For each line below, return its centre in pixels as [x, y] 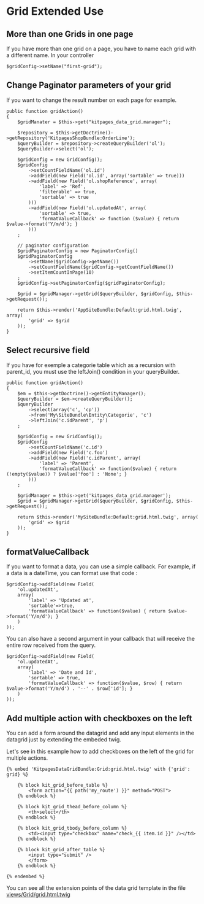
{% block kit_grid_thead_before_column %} [72, 807]
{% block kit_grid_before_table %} [63, 786]
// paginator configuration [53, 245]
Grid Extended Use [55, 11]
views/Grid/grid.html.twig [38, 895]
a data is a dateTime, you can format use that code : [72, 573]
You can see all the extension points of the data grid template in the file [96, 888]
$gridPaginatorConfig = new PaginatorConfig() [78, 251]
